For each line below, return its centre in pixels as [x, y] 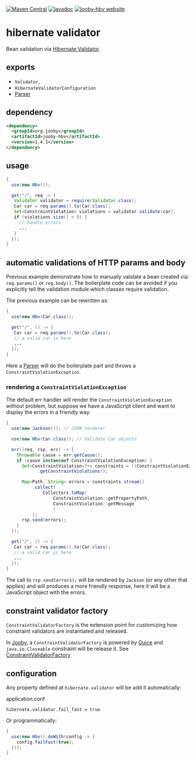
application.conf [26, 699]
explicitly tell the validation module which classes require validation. [87, 289]
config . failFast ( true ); [45, 742]
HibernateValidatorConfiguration [55, 88]
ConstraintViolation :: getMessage [93, 504]
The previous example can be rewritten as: [57, 301]
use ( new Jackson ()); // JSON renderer [59, 429]
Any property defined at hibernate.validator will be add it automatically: [94, 687]
